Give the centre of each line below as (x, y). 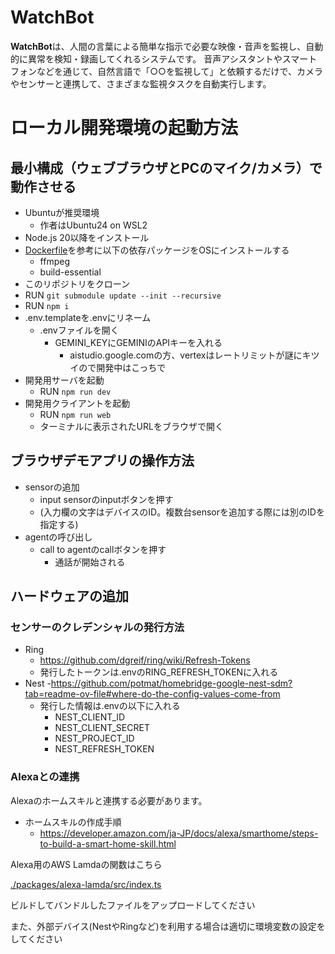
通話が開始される (90, 562)
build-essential (70, 272)
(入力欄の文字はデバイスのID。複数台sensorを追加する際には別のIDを (182, 512)
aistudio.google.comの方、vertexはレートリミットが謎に (186, 355)
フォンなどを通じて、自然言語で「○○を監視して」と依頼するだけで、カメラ (166, 71)
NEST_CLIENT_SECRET (102, 728)
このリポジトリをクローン (77, 283)
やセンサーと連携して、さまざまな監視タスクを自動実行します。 (141, 83)
